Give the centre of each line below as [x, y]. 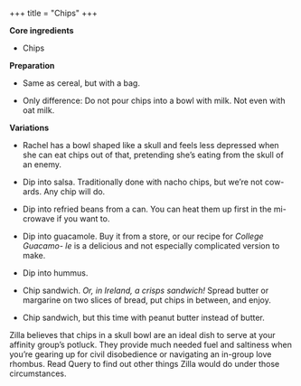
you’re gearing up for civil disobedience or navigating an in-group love [141, 354]
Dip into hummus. [55, 273]
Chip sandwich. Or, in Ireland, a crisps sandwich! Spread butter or [146, 290]
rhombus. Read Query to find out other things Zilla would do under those [145, 364]
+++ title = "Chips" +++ [53, 13]
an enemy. [42, 165]
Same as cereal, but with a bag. [81, 83]
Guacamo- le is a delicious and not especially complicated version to [151, 246]
